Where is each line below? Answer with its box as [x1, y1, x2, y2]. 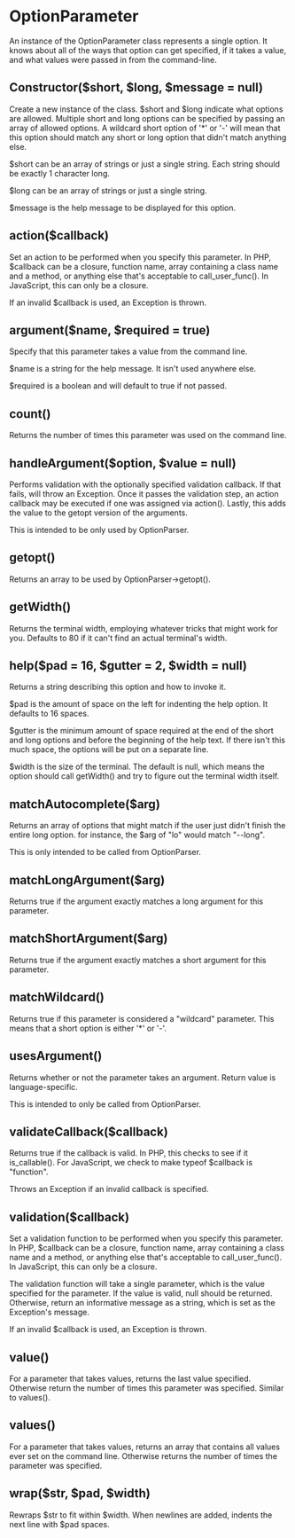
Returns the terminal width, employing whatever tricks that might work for [9, 623, 278, 633]
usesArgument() [9, 1048, 103, 1063]
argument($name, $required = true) [9, 322, 211, 338]
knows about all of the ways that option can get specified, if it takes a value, [9, 44, 287, 55]
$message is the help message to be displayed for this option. [9, 202, 237, 213]
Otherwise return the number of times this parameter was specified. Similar [9, 1382, 284, 1393]
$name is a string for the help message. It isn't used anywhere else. [9, 364, 257, 374]
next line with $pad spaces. [9, 1518, 110, 1529]
